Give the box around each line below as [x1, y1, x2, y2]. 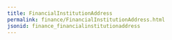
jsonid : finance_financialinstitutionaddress [7, 22, 140, 29]
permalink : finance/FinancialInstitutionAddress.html [7, 16, 166, 23]
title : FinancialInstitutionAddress [7, 9, 113, 17]
